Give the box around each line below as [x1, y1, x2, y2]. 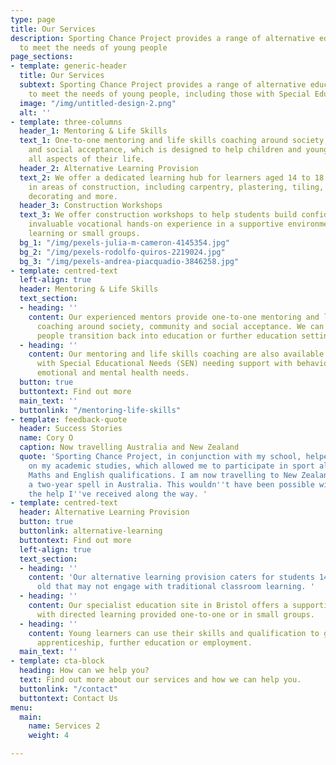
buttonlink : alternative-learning [19, 526, 163, 536]
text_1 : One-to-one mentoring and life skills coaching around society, [19, 136, 329, 146]
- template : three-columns [10, 117, 123, 127]
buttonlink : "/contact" [19, 684, 118, 694]
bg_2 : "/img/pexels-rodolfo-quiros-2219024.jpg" [19, 247, 226, 257]
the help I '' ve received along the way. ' [28, 489, 208, 499]
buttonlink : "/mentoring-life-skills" [19, 405, 182, 415]
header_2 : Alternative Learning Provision [19, 163, 199, 173]
